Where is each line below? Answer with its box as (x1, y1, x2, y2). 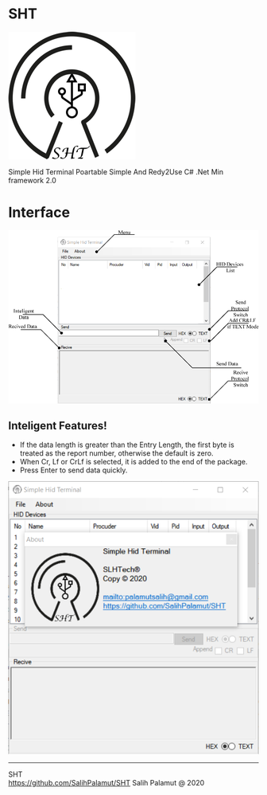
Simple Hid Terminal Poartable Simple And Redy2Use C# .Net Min (8, 166, 224, 176)
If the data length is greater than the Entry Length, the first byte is (19, 440, 234, 450)
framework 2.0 (8, 175, 57, 185)
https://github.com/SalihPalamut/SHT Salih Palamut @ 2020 (8, 778, 205, 788)
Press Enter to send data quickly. (19, 465, 128, 475)
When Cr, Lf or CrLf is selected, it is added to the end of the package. (19, 457, 248, 467)
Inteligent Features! (8, 419, 107, 433)
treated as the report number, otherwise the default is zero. (19, 448, 214, 458)
